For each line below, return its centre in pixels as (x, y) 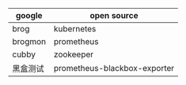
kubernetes (75, 29)
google (29, 15)
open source (114, 15)
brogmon (29, 41)
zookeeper (74, 54)
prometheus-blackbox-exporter (114, 68)
